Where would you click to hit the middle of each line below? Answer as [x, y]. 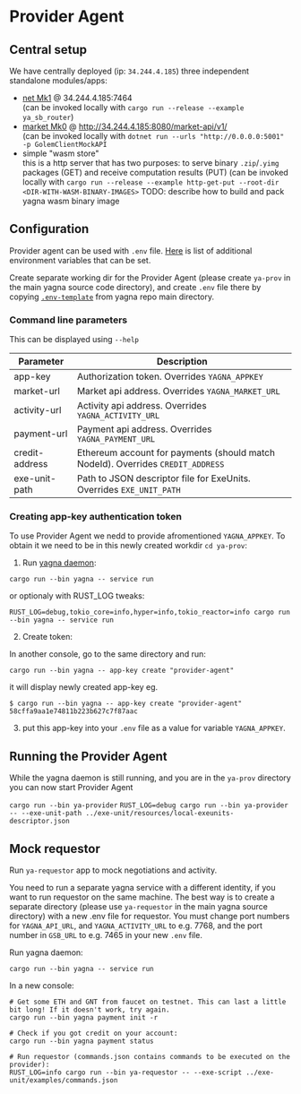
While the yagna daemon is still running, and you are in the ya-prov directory [150, 778]
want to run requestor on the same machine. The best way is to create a [142, 897]
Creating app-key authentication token [95, 517]
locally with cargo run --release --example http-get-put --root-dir [150, 182]
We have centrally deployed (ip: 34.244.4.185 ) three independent [129, 71]
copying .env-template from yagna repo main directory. [112, 297]
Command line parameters [69, 320]
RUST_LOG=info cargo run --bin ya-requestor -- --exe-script [126, 1072]
